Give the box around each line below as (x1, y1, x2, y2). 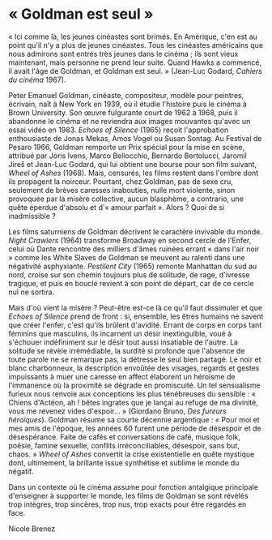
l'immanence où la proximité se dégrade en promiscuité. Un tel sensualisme (8, 380, 261, 390)
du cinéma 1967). (8, 75, 66, 84)
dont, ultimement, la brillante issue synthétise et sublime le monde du (8, 457, 240, 467)
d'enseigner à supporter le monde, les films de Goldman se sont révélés (8, 491, 249, 500)
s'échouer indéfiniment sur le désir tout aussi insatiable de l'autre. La (8, 337, 239, 347)
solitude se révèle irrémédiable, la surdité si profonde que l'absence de (8, 345, 245, 355)
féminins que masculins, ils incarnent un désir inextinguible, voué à (8, 328, 232, 338)
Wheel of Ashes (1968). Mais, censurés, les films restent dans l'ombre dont (8, 168, 259, 178)
